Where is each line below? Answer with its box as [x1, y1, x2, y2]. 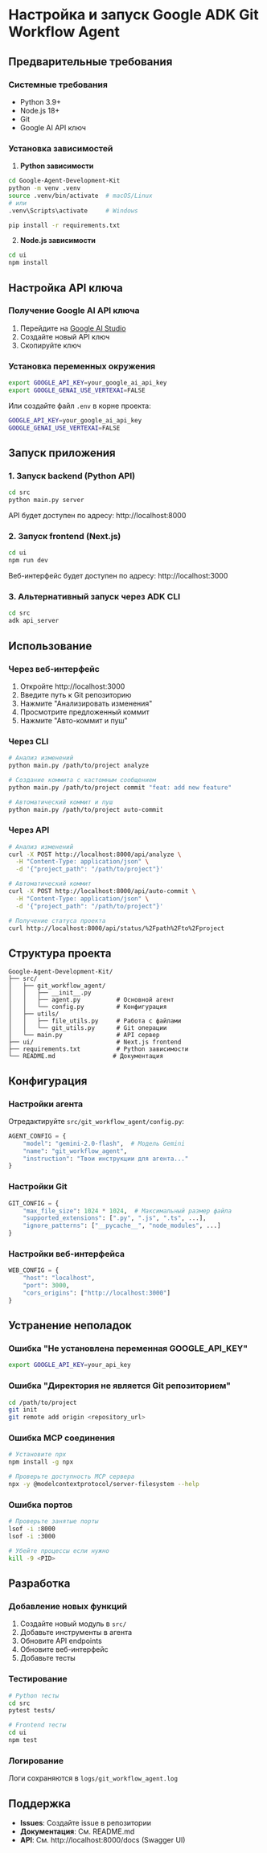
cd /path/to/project [8, 1398, 78, 1406]
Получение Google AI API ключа [8, 305, 140, 316]
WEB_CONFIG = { [8, 1266, 60, 1274]
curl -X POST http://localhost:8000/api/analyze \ [8, 850, 182, 859]
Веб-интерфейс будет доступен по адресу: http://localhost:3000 [8, 571, 228, 581]
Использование [8, 639, 92, 653]
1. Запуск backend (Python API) [8, 470, 135, 481]
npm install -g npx [8, 1458, 74, 1466]
